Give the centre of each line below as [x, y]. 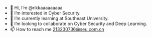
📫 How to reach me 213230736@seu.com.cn [57, 29]
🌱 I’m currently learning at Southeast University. [59, 18]
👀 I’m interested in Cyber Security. [45, 13]
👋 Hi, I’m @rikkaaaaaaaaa [36, 8]
